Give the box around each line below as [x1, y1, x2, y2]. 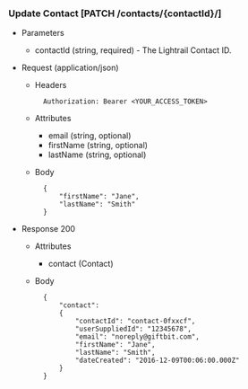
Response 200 [21, 224, 76, 234]
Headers [34, 80, 67, 91]
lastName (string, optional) [47, 149, 147, 160]
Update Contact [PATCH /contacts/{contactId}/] [8, 7, 222, 20]
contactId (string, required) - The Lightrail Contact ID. [34, 45, 232, 56]
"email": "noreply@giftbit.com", [74, 332, 201, 341]
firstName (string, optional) [47, 140, 149, 151]
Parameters [21, 28, 64, 39]
